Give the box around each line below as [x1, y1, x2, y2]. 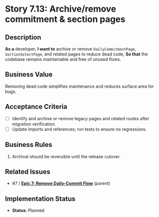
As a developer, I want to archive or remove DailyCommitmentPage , [5, 46, 136, 52]
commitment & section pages [5, 14, 126, 25]
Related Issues [5, 167, 50, 176]
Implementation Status [5, 195, 76, 203]
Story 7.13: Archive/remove [5, 3, 116, 15]
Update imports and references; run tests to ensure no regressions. [12, 126, 147, 132]
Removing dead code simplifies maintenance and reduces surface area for [5, 83, 154, 89]
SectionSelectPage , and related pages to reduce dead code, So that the [5, 51, 148, 57]
